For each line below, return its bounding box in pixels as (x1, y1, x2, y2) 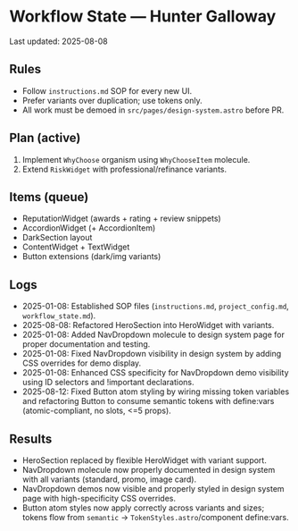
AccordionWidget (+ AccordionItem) (21, 223, 156, 233)
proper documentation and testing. (21, 339, 151, 350)
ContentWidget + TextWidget (21, 241, 130, 252)
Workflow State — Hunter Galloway (9, 6, 277, 27)
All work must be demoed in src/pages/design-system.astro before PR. (21, 105, 285, 115)
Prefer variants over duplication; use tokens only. (21, 95, 203, 105)
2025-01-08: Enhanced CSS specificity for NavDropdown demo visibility (21, 367, 289, 378)
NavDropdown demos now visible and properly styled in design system (21, 484, 285, 493)
